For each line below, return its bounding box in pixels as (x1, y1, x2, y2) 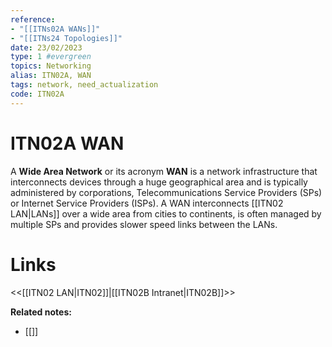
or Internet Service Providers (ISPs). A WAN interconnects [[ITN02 (10, 197, 284, 209)
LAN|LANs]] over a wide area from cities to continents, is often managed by (10, 207, 322, 220)
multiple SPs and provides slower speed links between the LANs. (10, 218, 278, 230)
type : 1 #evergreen (10, 52, 92, 62)
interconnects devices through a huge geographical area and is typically (10, 176, 308, 188)
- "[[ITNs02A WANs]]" (10, 24, 101, 34)
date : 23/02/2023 (10, 42, 83, 53)
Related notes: (10, 306, 72, 318)
